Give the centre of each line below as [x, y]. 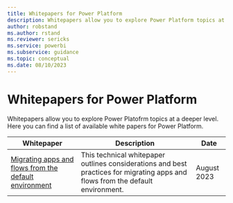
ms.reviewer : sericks [38, 39]
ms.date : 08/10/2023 [37, 65]
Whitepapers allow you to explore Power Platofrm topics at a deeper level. [113, 118]
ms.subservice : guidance [43, 53]
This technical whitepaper [123, 155]
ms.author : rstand [34, 33]
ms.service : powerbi [37, 46]
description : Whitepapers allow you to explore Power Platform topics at [116, 20]
